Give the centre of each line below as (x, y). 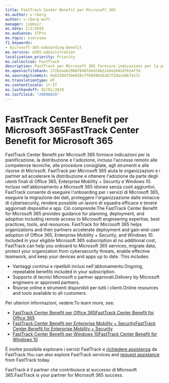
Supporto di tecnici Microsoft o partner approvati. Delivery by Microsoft (86, 277)
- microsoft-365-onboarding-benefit (44, 47)
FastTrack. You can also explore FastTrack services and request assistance (82, 355)
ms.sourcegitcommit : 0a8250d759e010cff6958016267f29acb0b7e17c (73, 76)
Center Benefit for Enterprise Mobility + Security (63, 329)
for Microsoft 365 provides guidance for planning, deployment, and (75, 214)
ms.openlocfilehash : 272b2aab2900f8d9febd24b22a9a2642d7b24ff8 (73, 71)
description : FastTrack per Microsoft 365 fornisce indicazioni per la (82, 66)
